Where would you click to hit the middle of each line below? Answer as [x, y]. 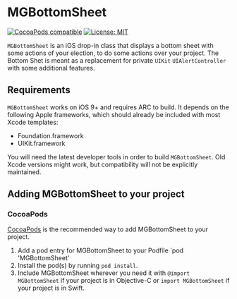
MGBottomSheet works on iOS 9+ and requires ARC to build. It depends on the [118, 107]
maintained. [24, 172]
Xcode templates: [33, 122]
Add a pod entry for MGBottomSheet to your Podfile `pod [101, 250]
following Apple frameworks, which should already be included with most [114, 114]
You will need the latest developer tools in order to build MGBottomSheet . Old [116, 157]
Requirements [39, 90]
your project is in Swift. [51, 288]
